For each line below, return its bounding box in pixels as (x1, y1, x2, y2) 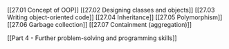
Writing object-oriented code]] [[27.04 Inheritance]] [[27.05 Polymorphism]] (7, 13, 223, 21)
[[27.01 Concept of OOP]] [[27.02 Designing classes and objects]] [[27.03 (7, 6, 215, 14)
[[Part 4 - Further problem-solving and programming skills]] (7, 34, 178, 42)
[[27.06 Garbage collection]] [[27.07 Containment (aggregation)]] (7, 21, 192, 28)
